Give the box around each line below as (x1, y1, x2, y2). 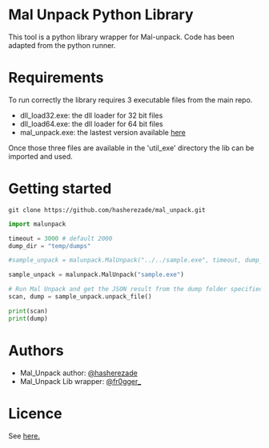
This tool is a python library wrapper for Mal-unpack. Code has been (8, 32, 235, 42)
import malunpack (8, 220, 66, 228)
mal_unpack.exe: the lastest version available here (19, 127, 187, 137)
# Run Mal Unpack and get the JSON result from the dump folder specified (8, 286, 263, 294)
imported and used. (8, 151, 74, 161)
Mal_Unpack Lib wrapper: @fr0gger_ (19, 376, 142, 386)
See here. (8, 430, 40, 441)
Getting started (8, 180, 112, 198)
